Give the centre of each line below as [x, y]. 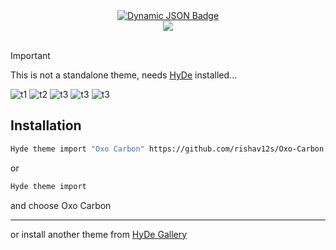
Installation [46, 125]
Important [30, 55]
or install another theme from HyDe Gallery [99, 234]
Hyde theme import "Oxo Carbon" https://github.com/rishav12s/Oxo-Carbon [167, 149]
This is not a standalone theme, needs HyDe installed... [124, 75]
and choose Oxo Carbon [61, 205]
